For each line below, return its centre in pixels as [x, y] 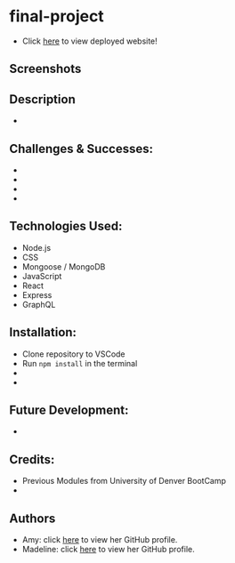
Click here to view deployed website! [89, 41]
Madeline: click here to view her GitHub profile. [108, 550]
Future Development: [69, 410]
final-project [57, 16]
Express [37, 294]
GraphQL [39, 304]
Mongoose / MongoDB [64, 266]
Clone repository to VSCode [74, 354]
